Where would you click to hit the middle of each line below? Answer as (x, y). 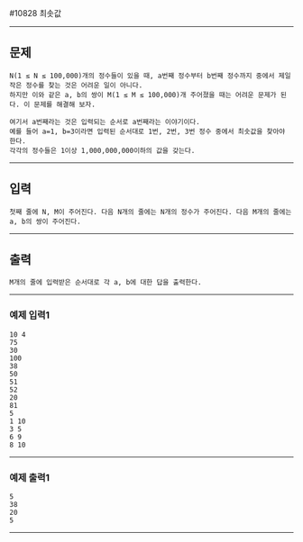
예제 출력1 (30, 477)
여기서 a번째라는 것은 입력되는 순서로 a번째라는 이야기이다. (105, 122)
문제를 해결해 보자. (65, 104)
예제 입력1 (30, 315)
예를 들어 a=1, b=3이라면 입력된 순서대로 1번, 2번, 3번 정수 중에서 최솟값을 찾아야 (147, 131)
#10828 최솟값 (35, 13)
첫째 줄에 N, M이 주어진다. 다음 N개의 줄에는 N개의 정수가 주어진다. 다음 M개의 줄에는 (151, 212)
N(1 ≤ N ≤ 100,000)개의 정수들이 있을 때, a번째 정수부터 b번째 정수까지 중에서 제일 (150, 76)
